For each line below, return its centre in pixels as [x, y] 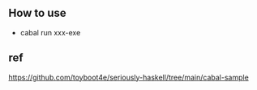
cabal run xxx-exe [50, 32]
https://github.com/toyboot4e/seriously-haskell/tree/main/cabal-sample [128, 77]
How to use [37, 13]
